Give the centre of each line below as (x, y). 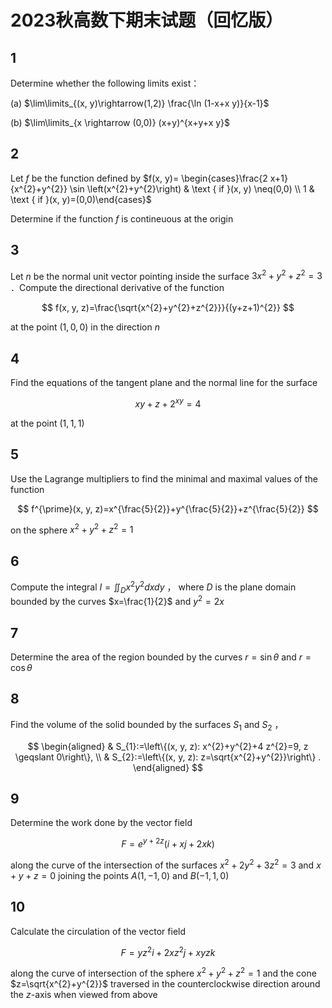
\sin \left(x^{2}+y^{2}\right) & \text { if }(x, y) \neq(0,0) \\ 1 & (192, 188)
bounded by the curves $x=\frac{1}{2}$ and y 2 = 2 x (117, 601)
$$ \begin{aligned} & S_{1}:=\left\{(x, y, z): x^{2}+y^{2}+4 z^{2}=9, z (168, 746)
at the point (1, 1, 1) (47, 423)
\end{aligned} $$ (168, 767)
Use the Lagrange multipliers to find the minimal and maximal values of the (164, 478)
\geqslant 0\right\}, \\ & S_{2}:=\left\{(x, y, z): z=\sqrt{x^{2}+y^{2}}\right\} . (168, 757)
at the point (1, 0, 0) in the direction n (85, 327)
